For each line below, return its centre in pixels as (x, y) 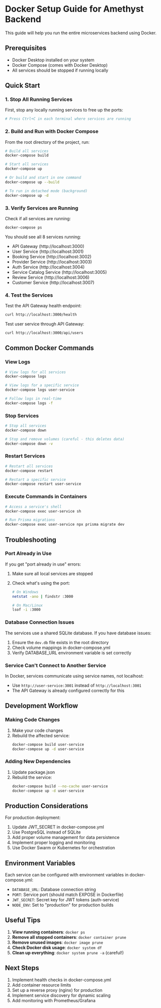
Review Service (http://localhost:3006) (51, 277)
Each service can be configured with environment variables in (67, 875)
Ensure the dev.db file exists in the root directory (60, 642)
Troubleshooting (31, 540)
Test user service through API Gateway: (45, 324)
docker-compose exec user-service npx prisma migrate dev (65, 525)
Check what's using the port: (41, 583)
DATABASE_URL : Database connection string (54, 890)
